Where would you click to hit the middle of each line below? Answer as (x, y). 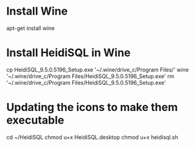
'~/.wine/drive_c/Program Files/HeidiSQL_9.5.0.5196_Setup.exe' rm (90, 76)
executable (35, 120)
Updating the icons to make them (92, 107)
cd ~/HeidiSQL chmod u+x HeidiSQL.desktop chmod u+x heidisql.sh (92, 137)
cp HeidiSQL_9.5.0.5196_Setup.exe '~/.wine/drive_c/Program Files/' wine (98, 70)
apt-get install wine (31, 28)
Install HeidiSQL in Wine (68, 53)
